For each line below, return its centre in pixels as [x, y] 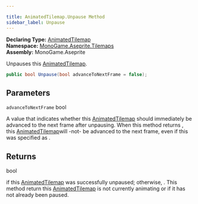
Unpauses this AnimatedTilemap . [47, 64]
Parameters [28, 93]
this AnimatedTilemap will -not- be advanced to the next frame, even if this [97, 131]
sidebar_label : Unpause [36, 22]
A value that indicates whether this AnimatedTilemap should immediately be [99, 119]
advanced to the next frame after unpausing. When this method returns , [95, 125]
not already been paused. [38, 195]
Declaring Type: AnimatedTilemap [48, 39]
